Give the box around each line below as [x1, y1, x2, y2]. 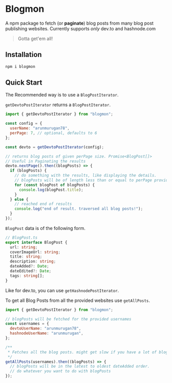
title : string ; [10, 254, 42, 259]
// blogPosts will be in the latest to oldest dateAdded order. [10, 364, 150, 369]
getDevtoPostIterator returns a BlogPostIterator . [5, 102, 111, 108]
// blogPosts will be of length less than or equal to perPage [14, 178, 153, 183]
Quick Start [5, 78, 42, 87]
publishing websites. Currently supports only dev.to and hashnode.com [5, 25, 156, 31]
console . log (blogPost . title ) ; [18, 187, 83, 193]
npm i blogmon [5, 64, 36, 69]
